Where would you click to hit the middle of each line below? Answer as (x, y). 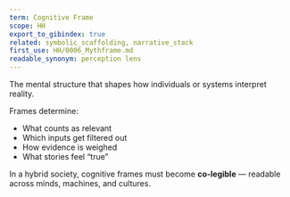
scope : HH (28, 26)
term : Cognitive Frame (51, 17)
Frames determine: (44, 111)
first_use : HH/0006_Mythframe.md (71, 51)
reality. (22, 94)
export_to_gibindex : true (57, 34)
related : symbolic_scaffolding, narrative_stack (101, 42)
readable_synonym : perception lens (75, 59)
